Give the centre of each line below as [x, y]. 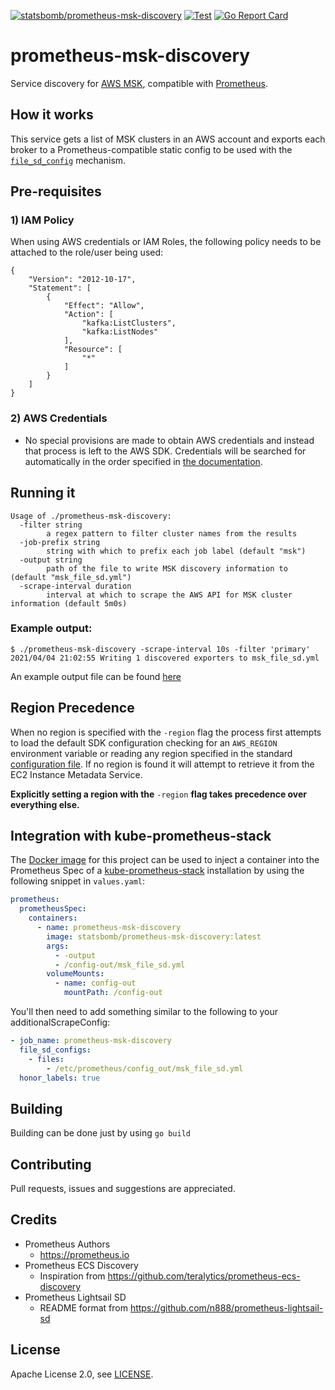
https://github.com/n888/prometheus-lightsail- [226, 1307]
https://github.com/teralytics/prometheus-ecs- [204, 1276]
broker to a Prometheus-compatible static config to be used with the [151, 149]
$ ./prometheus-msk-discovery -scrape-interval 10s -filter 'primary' [160, 649]
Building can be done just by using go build [101, 1133]
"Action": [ [88, 315]
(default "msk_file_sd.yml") [71, 577]
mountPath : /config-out [113, 993]
